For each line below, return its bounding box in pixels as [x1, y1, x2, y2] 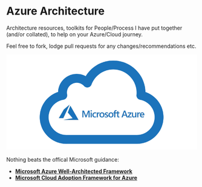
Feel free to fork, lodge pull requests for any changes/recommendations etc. [6, 42, 197, 50]
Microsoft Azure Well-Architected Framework [15, 168, 133, 175]
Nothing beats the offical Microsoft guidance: [6, 156, 119, 163]
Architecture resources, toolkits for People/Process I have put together [6, 24, 183, 31]
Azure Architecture [6, 4, 105, 18]
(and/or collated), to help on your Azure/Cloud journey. [6, 30, 143, 38]
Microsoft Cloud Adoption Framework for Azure [15, 174, 138, 181]
